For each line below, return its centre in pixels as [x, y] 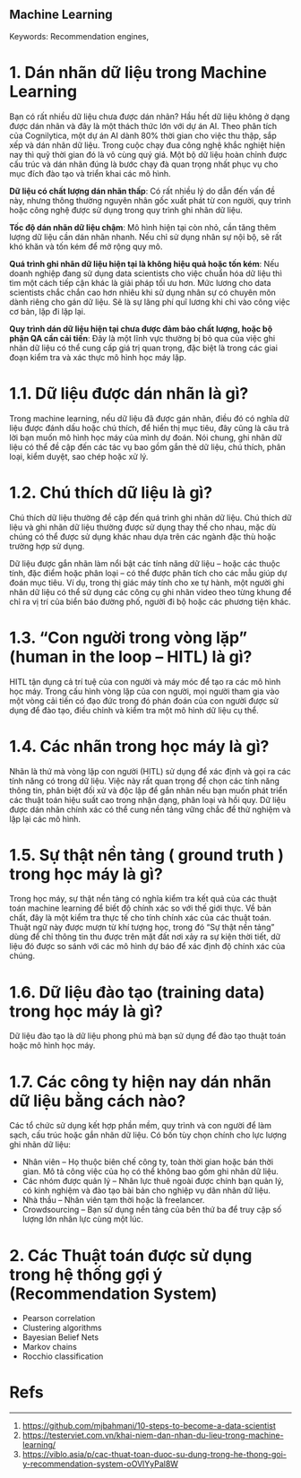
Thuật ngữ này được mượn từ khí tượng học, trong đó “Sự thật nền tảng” [142, 928]
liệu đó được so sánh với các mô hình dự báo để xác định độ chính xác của [147, 946]
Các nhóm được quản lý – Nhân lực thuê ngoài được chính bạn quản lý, [153, 1181]
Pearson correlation [59, 1318]
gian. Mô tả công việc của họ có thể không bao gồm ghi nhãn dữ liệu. [150, 1171]
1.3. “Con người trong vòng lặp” [129, 638]
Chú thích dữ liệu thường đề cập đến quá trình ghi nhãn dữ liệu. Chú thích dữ [150, 517]
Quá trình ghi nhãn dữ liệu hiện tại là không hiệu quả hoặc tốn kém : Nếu [144, 264]
